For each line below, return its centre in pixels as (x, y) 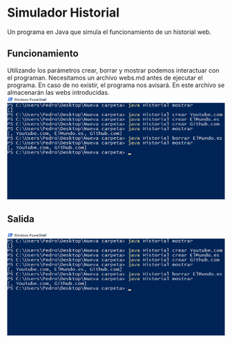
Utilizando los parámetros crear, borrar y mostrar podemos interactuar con (113, 70)
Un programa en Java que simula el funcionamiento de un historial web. (109, 32)
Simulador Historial (63, 13)
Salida (21, 219)
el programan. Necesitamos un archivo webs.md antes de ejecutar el (105, 77)
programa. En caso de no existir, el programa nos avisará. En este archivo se (116, 85)
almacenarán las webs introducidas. (58, 92)
